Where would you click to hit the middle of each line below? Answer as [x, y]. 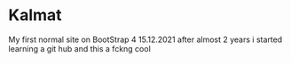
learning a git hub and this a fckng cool [80, 48]
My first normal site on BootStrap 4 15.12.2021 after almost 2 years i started [145, 39]
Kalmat [35, 15]
